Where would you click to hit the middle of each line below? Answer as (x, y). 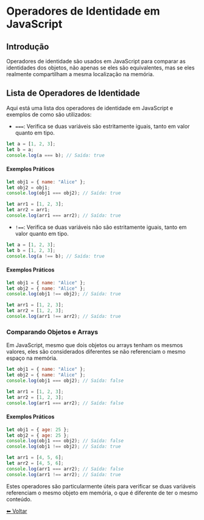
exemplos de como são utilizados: (49, 114)
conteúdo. (19, 499)
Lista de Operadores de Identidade (73, 93)
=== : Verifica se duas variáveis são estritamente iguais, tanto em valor (102, 126)
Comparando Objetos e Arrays (52, 332)
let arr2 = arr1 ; (28, 210)
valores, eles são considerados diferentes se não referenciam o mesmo (96, 352)
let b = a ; (20, 149)
